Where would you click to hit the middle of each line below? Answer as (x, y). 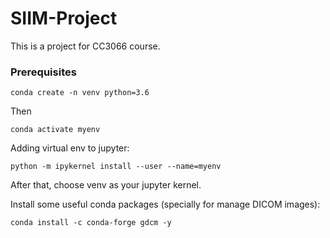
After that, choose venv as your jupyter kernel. (106, 185)
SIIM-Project (64, 18)
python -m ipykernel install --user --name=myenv (116, 167)
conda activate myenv (55, 130)
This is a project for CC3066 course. (85, 46)
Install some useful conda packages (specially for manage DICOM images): (165, 204)
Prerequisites (43, 72)
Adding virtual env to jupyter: (70, 148)
